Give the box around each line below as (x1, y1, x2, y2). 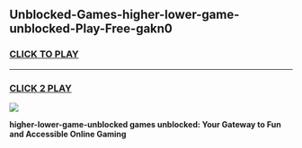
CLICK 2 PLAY (9, 82, 72, 94)
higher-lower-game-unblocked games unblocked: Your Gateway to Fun (9, 118, 281, 129)
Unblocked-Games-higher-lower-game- (9, 7, 240, 22)
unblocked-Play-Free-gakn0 (9, 22, 173, 37)
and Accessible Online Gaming (9, 128, 127, 139)
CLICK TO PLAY (9, 48, 79, 61)
